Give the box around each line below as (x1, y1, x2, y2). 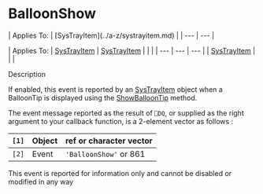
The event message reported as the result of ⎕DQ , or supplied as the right (8, 108, 244, 118)
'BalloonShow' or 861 (65, 148, 146, 159)
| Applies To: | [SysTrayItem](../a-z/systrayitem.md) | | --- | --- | (8, 31, 215, 40)
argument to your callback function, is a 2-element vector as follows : (8, 116, 234, 126)
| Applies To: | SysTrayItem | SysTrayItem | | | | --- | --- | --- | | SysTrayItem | (8, 46, 256, 55)
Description (8, 69, 46, 79)
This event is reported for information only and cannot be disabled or (8, 168, 232, 178)
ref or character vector (65, 135, 154, 146)
